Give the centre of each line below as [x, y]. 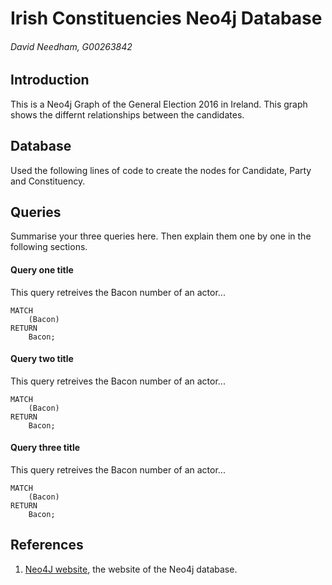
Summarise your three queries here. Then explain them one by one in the [161, 236]
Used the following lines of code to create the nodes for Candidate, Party [161, 170]
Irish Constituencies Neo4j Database [166, 18]
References [47, 545]
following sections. [49, 247]
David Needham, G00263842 [71, 46]
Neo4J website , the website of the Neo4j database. [131, 569]
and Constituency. [48, 181]
